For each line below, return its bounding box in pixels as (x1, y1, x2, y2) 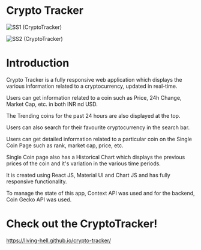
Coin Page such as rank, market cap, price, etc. (6, 142, 124, 149)
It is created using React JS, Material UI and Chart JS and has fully (6, 171, 171, 178)
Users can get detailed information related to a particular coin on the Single (6, 135, 192, 142)
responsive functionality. (6, 178, 67, 185)
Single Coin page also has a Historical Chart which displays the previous (6, 153, 185, 160)
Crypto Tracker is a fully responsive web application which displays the (6, 76, 182, 83)
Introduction (6, 56, 70, 70)
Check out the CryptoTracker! (6, 217, 158, 231)
